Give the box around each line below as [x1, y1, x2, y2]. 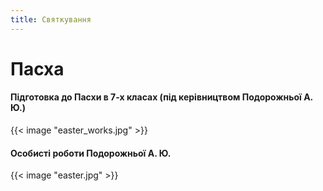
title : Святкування [10, 14, 92, 25]
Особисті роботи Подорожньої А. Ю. [10, 147, 172, 159]
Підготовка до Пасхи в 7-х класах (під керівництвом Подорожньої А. [10, 91, 313, 103]
